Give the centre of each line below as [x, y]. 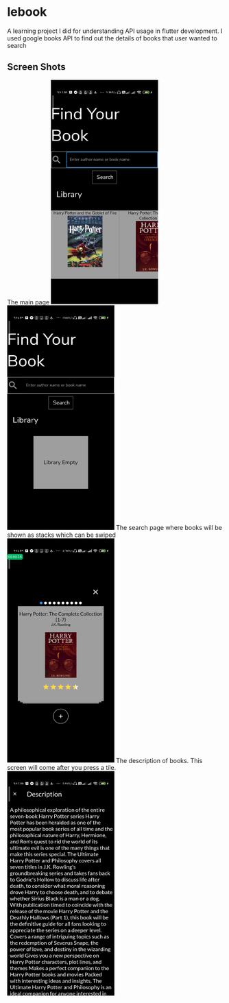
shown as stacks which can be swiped [62, 535]
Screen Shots [37, 67]
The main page [28, 302]
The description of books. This [159, 760]
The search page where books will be [169, 527]
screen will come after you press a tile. [62, 768]
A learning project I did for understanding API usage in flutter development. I [115, 31]
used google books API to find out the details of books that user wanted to [112, 38]
